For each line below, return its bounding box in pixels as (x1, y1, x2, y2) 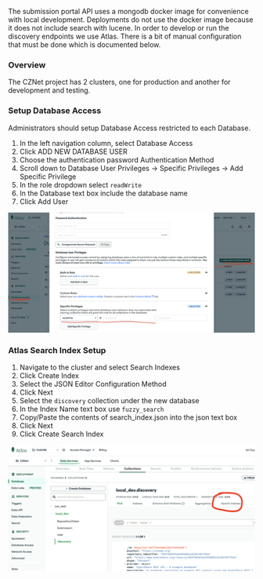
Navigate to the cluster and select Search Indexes (19, 362, 180, 372)
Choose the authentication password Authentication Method (19, 155, 214, 164)
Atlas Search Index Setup (8, 345, 106, 356)
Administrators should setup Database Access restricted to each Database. (8, 123, 251, 133)
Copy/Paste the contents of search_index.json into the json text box (19, 413, 238, 422)
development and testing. (8, 86, 91, 95)
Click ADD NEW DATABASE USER (19, 147, 128, 156)
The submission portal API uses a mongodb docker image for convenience (8, 7, 249, 16)
